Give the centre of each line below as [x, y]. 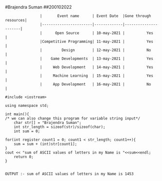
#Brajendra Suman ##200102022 [38, 7]
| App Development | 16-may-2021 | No [95, 84]
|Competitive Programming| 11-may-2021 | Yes [96, 41]
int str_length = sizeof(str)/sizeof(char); [60, 127]
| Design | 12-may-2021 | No [95, 50]
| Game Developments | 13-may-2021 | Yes [96, 59]
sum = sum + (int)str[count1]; [45, 144]
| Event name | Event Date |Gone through [95, 16]
